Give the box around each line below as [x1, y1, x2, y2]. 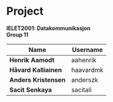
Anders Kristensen [9, 75, 66, 84]
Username [71, 45, 103, 54]
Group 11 [6, 31, 29, 38]
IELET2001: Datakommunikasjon [6, 24, 90, 32]
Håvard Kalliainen [9, 65, 62, 74]
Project [6, 4, 44, 18]
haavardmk [71, 65, 104, 74]
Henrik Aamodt [9, 56, 55, 64]
